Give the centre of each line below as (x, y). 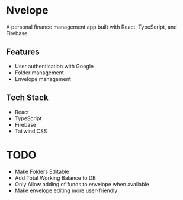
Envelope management (43, 79)
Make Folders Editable (42, 171)
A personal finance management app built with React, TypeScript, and (91, 27)
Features (23, 52)
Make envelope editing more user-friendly (66, 190)
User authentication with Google (54, 66)
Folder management (39, 73)
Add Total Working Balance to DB (55, 178)
